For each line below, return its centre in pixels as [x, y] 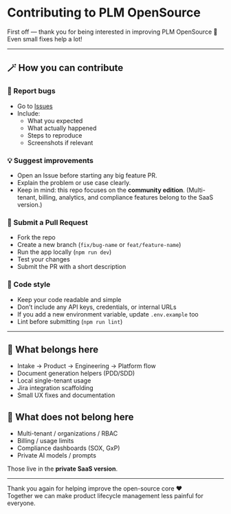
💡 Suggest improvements [51, 160]
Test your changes [43, 259]
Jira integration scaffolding [55, 388]
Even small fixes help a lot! [45, 39]
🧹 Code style [29, 285]
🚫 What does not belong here [70, 417]
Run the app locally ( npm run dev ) [64, 252]
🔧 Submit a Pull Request [47, 222]
